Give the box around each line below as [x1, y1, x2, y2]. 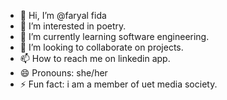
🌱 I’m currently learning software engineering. [19, 31, 210, 42]
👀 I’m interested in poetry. [19, 20, 127, 32]
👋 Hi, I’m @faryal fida [19, 10, 107, 21]
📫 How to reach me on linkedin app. [19, 53, 171, 64]
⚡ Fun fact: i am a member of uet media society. [19, 78, 218, 90]
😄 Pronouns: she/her [19, 67, 108, 79]
